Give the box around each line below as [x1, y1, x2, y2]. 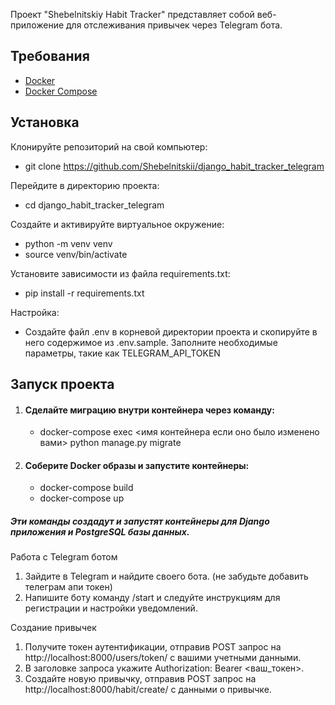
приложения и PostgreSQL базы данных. [10, 526, 190, 538]
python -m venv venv [24, 237, 113, 249]
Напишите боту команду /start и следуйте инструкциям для [24, 592, 281, 604]
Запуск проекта [10, 376, 115, 393]
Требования [10, 48, 90, 65]
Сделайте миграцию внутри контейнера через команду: [24, 404, 275, 416]
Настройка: [10, 306, 60, 318]
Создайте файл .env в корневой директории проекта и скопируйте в [24, 325, 318, 338]
